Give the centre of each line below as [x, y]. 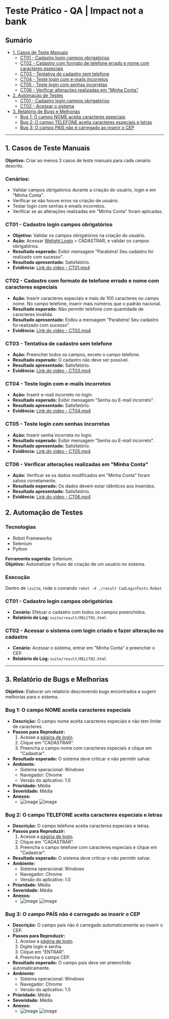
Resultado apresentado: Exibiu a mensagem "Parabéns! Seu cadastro [86, 320]
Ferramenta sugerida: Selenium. [39, 558]
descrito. [14, 166]
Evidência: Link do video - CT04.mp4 [52, 411]
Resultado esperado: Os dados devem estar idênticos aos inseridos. [84, 486]
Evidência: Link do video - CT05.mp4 [52, 451]
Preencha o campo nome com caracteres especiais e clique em [86, 748]
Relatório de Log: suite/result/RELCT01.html [59, 617]
